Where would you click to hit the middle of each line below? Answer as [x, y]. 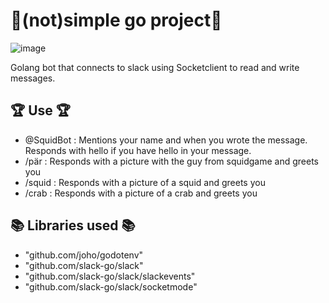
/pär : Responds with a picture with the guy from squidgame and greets [172, 161]
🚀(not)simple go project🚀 [116, 20]
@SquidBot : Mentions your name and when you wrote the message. [166, 140]
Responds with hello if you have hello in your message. [138, 150]
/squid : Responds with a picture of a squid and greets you [145, 182]
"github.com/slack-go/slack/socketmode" [111, 286]
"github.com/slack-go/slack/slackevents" [110, 276]
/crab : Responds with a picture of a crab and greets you [141, 193]
